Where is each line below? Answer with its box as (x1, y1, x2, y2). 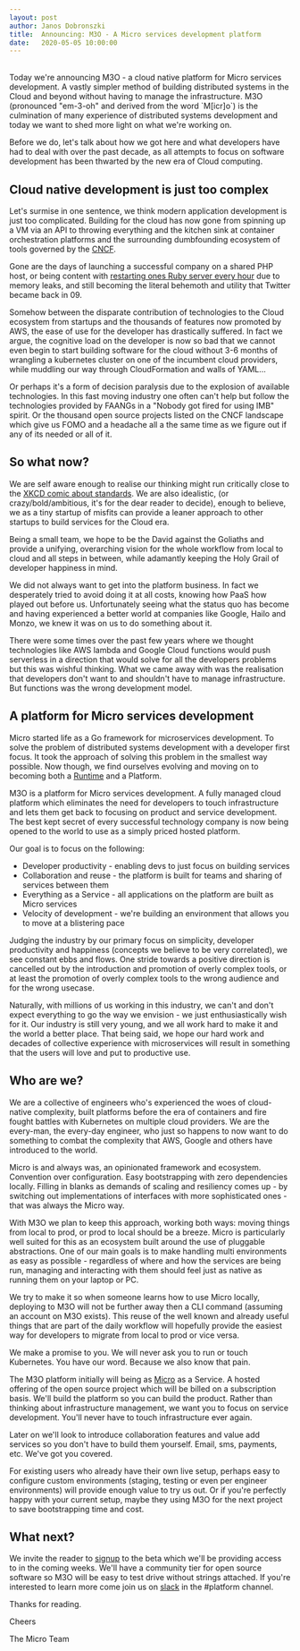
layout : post (9, 13, 58, 22)
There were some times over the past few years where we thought (9, 634, 254, 645)
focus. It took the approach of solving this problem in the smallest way (9, 751, 268, 762)
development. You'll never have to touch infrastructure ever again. (9, 1411, 253, 1423)
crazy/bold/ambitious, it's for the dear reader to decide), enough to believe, (9, 498, 287, 508)
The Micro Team (9, 1634, 70, 1645)
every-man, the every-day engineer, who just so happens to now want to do (9, 1125, 288, 1136)
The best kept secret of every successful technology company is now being (9, 816, 289, 827)
